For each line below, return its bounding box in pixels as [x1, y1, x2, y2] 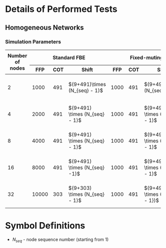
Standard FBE [52, 54, 85, 61]
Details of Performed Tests [5, 3, 118, 15]
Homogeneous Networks [5, 23, 84, 32]
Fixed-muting [130, 54, 164, 61]
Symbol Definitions [5, 220, 85, 232]
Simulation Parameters [5, 38, 61, 45]
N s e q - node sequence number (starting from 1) [12, 236, 109, 244]
